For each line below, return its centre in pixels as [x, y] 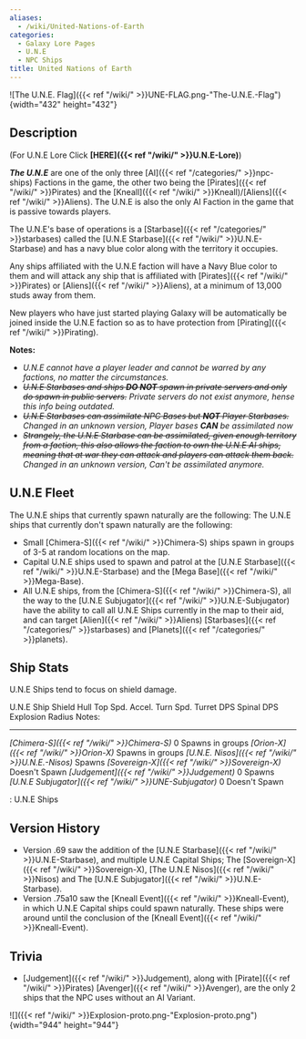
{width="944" [36, 1024]
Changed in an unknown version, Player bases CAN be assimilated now [158, 426]
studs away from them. [53, 295]
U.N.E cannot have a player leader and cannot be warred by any [144, 367]
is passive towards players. [61, 211]
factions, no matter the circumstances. [96, 377]
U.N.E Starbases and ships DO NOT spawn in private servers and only [155, 386]
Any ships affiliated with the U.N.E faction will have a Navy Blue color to [143, 266]
